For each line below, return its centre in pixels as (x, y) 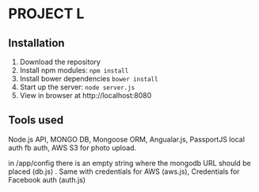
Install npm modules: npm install (74, 70)
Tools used (36, 120)
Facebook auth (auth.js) (47, 179)
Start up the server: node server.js (77, 87)
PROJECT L (46, 14)
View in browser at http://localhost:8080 (86, 95)
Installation (36, 43)
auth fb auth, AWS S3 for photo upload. (72, 148)
